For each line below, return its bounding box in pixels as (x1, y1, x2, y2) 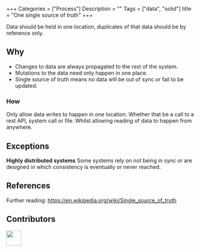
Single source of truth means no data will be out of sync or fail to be (14, 75, 184, 83)
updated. (14, 82, 38, 89)
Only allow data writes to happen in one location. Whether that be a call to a (6, 111, 195, 118)
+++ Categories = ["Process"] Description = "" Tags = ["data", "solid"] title (6, 5, 192, 12)
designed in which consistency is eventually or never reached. (6, 163, 161, 170)
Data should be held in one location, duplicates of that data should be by (6, 23, 187, 30)
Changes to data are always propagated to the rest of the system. (14, 63, 178, 70)
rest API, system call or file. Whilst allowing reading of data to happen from (6, 117, 192, 124)
